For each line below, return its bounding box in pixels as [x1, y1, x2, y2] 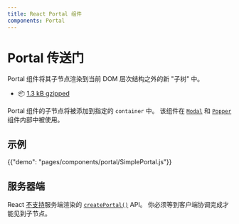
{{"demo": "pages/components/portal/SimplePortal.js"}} [7, 158, 172, 166]
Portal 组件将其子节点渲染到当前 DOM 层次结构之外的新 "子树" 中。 [7, 75, 204, 83]
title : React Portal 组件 [7, 10, 82, 18]
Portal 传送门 [7, 50, 84, 66]
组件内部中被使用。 [7, 115, 64, 124]
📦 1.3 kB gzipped [17, 90, 70, 98]
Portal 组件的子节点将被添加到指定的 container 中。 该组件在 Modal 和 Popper [7, 107, 232, 115]
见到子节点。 [13, 209, 51, 218]
